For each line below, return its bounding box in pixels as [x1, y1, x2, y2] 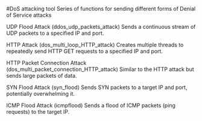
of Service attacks [6, 11, 52, 19]
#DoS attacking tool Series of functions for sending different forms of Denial [6, 5, 196, 12]
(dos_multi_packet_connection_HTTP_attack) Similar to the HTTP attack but [6, 66, 194, 73]
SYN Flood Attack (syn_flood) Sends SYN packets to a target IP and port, [6, 84, 188, 91]
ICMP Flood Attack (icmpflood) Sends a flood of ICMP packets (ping [6, 102, 176, 109]
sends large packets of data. [6, 72, 77, 79]
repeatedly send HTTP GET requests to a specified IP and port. [6, 48, 163, 55]
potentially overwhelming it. [6, 90, 75, 97]
